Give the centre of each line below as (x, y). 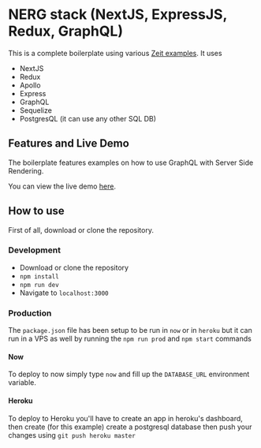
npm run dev (39, 285)
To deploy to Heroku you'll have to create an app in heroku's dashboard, (125, 418)
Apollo (30, 85)
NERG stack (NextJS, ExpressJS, (117, 15)
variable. (22, 383)
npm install (39, 276)
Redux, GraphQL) (66, 31)
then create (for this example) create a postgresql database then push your (130, 427)
